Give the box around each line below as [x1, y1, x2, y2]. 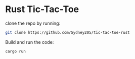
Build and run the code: [5, 39, 54, 45]
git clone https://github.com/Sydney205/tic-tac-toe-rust [5, 30, 130, 35]
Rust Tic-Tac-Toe [5, 4, 79, 15]
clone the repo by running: [5, 20, 61, 26]
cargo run [5, 49, 26, 54]
